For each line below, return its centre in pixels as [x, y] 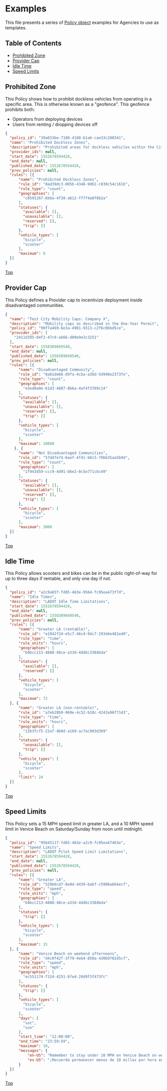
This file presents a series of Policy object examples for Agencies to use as [82, 22]
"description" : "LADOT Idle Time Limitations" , [60, 602]
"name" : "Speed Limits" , [35, 847]
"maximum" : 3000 [35, 527]
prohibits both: [20, 109]
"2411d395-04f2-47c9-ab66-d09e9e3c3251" [56, 338]
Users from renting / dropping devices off [55, 124]
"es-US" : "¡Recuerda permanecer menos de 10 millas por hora [92, 1060]
